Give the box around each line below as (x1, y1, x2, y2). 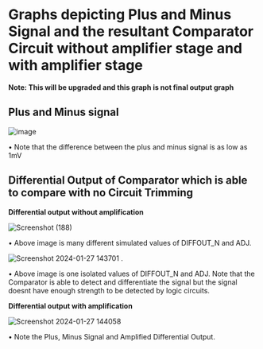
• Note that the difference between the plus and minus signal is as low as (8, 142, 248, 152)
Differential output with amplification (8, 301, 133, 311)
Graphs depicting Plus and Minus (8, 6, 232, 24)
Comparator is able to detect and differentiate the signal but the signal (8, 277, 238, 287)
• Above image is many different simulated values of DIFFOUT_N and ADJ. (8, 238, 252, 247)
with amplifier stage (8, 56, 143, 75)
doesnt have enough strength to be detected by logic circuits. (8, 285, 211, 295)
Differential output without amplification (8, 207, 145, 216)
